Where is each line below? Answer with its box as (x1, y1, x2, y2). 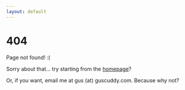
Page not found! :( (6, 54, 51, 61)
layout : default (6, 8, 46, 15)
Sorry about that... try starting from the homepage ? (6, 65, 132, 72)
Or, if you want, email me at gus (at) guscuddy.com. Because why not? (6, 76, 180, 83)
